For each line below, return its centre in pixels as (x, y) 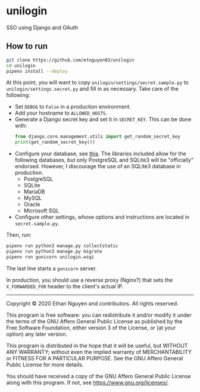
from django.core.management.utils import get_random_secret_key (97, 137)
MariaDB (35, 192)
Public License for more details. (45, 365)
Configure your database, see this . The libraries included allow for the (100, 154)
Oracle (32, 205)
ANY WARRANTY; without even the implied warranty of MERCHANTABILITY (99, 352)
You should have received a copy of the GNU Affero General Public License (99, 376)
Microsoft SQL (41, 211)
